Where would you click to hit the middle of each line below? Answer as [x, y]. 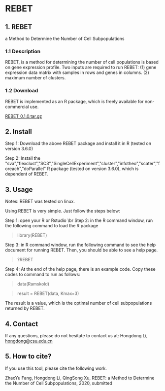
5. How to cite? [28, 356]
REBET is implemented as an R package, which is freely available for [74, 101]
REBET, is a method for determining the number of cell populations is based [82, 62]
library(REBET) [32, 235]
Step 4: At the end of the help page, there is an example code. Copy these [81, 269]
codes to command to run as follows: [43, 275]
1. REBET [19, 27]
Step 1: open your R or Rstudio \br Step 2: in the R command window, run [79, 220]
